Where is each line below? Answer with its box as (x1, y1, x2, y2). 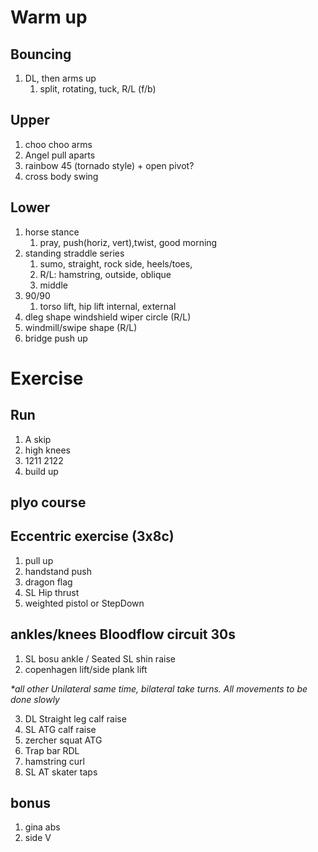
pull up (24, 554, 54, 566)
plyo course (10, 494, 87, 511)
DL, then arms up (24, 72, 97, 84)
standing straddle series (24, 247, 125, 259)
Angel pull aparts (24, 149, 96, 161)
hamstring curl (24, 755, 85, 767)
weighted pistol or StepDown (24, 597, 145, 609)
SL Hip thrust (24, 586, 80, 598)
